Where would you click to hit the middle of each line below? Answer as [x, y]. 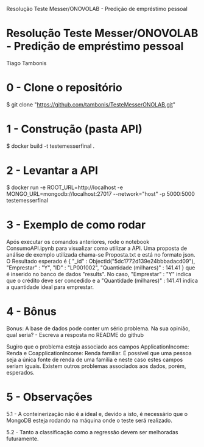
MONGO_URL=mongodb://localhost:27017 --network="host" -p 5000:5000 [100, 193]
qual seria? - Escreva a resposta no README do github [75, 334]
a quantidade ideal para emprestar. [50, 287]
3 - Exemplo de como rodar [76, 225]
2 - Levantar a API [52, 170]
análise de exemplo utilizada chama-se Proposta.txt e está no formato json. [101, 254]
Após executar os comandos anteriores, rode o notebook [78, 241]
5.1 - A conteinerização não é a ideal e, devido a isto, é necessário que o [97, 414]
